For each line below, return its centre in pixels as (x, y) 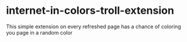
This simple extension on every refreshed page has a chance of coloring (94, 26)
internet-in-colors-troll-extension (90, 11)
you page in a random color (39, 32)
